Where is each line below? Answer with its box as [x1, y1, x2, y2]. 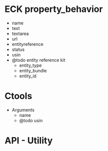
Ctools [4, 91, 33, 102]
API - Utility [4, 135, 53, 147]
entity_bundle [19, 67, 47, 73]
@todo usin [19, 117, 43, 123]
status [11, 46, 25, 52]
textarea [11, 30, 29, 36]
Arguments [11, 107, 35, 113]
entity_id [19, 73, 37, 79]
